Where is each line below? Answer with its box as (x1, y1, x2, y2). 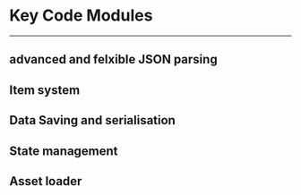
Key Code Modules (9, 5, 153, 26)
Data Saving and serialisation (9, 113, 176, 128)
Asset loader (9, 174, 82, 189)
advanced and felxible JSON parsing (9, 52, 218, 67)
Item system (9, 82, 81, 97)
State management (9, 143, 118, 158)
